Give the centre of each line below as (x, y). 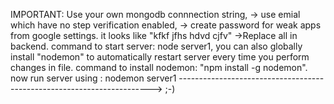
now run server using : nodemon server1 (93, 78)
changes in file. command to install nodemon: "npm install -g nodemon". (159, 67)
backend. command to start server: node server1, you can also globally (156, 46)
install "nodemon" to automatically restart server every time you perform (160, 57)
